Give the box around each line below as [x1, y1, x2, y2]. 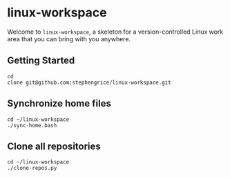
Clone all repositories [7, 140, 102, 152]
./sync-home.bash [7, 122, 57, 129]
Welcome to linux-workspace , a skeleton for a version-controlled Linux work [7, 27, 224, 36]
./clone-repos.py [7, 165, 57, 172]
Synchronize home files [7, 98, 112, 109]
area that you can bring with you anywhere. [7, 34, 131, 43]
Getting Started [7, 55, 75, 67]
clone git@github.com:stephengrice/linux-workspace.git [7, 79, 171, 86]
